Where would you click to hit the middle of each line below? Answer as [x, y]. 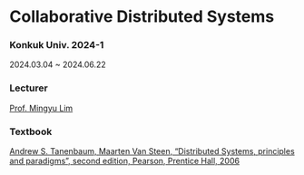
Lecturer [29, 88]
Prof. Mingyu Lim [41, 108]
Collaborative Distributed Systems [142, 17]
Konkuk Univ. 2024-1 [57, 45]
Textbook [31, 131]
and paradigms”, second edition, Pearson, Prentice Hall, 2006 [125, 161]
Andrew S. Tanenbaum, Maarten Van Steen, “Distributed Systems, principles [152, 151]
